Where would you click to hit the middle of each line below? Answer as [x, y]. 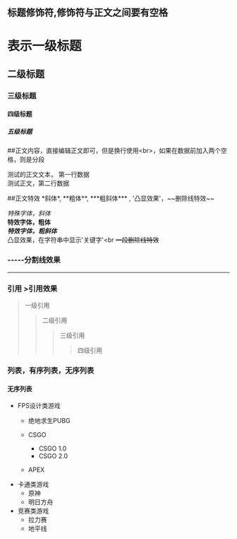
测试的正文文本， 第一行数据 [48, 175]
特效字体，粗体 [29, 222]
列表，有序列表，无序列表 [51, 370]
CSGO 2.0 [53, 456]
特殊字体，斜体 [29, 214]
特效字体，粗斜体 [32, 231]
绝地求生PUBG [49, 421]
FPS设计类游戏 [39, 406]
